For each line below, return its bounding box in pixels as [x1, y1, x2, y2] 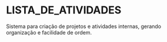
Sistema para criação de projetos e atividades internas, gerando [6, 23, 162, 30]
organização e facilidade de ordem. [6, 29, 92, 36]
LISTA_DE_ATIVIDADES [6, 3, 122, 17]
